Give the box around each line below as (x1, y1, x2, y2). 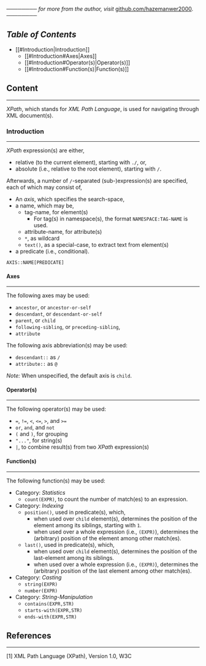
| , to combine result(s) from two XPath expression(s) (15, 443, 149, 451)
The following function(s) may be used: (6, 477, 105, 484)
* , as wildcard (24, 234, 60, 242)
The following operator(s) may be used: (6, 405, 106, 413)
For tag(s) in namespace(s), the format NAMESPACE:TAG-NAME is (33, 215, 188, 222)
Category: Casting (15, 573, 62, 581)
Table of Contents (6, 29, 77, 40)
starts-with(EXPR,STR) (24, 607, 83, 613)
